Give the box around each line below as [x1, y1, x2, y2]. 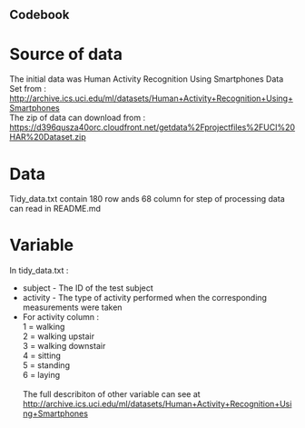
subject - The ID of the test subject [22, 283, 154, 294]
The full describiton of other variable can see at [22, 389, 202, 400]
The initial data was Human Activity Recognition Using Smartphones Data [9, 74, 284, 85]
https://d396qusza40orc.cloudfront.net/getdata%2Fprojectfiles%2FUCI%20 [9, 122, 296, 133]
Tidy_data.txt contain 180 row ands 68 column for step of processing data [9, 194, 285, 204]
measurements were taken [22, 302, 123, 313]
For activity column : [22, 312, 100, 323]
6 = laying [22, 370, 61, 381]
